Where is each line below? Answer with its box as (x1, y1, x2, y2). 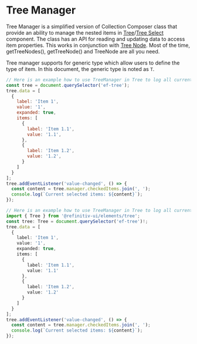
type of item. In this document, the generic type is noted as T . (6, 65, 155, 72)
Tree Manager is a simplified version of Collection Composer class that (6, 23, 178, 30)
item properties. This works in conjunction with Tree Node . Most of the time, (6, 42, 191, 49)
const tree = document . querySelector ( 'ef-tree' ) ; (6, 82, 130, 88)
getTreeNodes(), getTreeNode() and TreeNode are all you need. (6, 48, 160, 55)
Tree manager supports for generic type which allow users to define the (6, 59, 180, 66)
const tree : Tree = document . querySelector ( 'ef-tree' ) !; (6, 218, 148, 224)
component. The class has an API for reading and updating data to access (6, 35, 185, 42)
